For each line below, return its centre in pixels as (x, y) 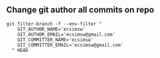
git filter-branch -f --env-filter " (54, 24)
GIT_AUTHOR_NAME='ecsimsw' (51, 29)
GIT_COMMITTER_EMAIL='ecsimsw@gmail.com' (70, 45)
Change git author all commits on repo (80, 10)
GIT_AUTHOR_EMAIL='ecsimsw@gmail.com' (66, 34)
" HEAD (20, 50)
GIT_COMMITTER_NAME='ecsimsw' (56, 40)
